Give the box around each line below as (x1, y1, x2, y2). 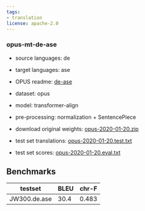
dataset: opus (15, 90, 50, 97)
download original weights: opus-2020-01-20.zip (15, 125, 139, 132)
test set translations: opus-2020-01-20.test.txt (15, 137, 133, 144)
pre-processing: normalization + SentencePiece (15, 113, 136, 121)
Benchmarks (6, 166, 56, 177)
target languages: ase (15, 66, 70, 73)
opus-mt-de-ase (6, 40, 57, 49)
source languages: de (15, 54, 70, 62)
